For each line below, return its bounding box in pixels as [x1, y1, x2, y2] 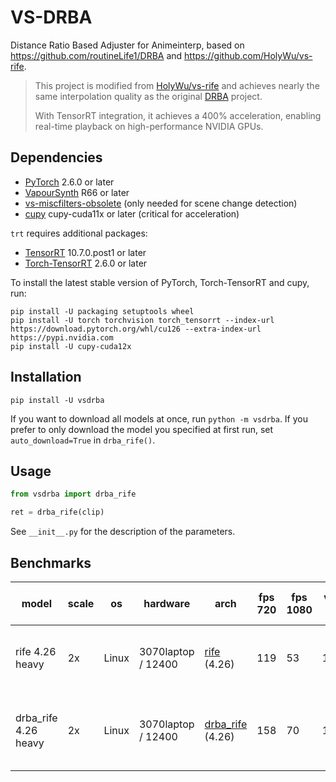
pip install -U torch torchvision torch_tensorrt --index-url [10, 315, 275, 325]
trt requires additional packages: [10, 227, 148, 239]
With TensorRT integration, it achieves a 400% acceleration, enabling [34, 109, 322, 121]
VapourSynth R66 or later [24, 186, 130, 198]
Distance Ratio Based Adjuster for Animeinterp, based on [10, 39, 245, 51]
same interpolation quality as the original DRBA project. [34, 90, 263, 102]
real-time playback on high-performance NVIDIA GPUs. [34, 120, 264, 132]
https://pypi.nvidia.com [10, 332, 114, 343]
